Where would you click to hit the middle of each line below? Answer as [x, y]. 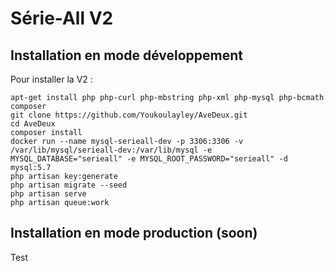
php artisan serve [48, 194]
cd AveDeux [33, 124]
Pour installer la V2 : [51, 79]
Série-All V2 [62, 18]
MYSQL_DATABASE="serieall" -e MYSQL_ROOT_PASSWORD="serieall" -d [149, 159]
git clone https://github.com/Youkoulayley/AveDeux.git [129, 115]
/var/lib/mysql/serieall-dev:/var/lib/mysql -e [111, 150]
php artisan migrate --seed [69, 185]
